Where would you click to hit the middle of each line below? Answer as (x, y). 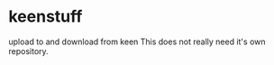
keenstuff (46, 17)
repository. (28, 51)
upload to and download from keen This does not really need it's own (137, 42)
